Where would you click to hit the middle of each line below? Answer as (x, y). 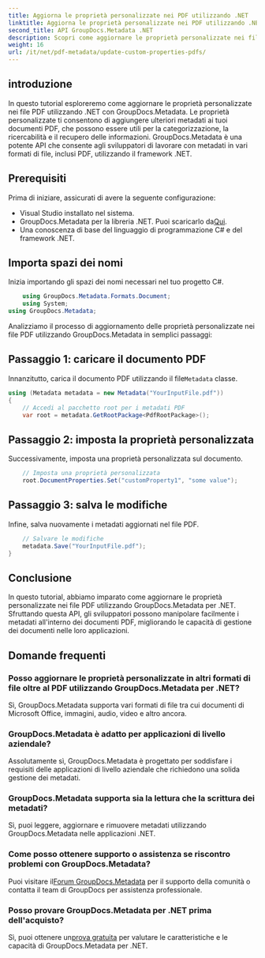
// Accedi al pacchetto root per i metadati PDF (104, 408)
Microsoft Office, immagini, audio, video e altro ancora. (97, 713)
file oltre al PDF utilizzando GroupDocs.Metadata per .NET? (124, 688)
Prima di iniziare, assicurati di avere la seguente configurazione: (112, 198)
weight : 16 (26, 45)
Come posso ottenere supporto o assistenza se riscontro (119, 854)
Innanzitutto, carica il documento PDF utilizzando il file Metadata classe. (123, 378)
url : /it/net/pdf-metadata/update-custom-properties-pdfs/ (107, 52)
